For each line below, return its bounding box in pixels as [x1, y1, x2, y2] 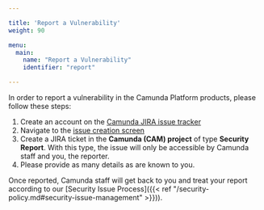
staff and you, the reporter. [19, 151, 110, 161]
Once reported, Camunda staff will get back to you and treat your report [8, 175, 248, 185]
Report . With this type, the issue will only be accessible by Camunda [19, 143, 249, 152]
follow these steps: [8, 102, 71, 111]
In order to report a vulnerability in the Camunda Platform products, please [8, 93, 257, 102]
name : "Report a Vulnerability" [23, 56, 132, 65]
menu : [8, 41, 27, 49]
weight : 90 [8, 26, 45, 35]
